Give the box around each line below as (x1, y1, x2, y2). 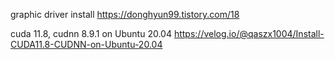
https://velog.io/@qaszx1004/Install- (173, 28, 325, 39)
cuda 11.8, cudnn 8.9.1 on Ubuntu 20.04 (10, 28, 172, 39)
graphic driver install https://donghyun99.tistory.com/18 (10, 9, 240, 20)
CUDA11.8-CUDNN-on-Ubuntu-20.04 (10, 39, 163, 50)
